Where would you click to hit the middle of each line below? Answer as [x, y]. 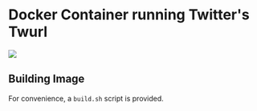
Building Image [47, 79]
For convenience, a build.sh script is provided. [86, 98]
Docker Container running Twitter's [129, 15]
